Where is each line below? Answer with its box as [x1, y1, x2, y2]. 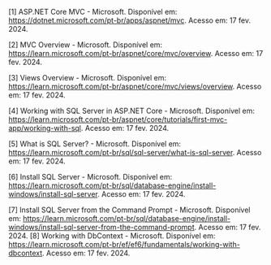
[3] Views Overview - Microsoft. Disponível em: [8, 73, 166, 82]
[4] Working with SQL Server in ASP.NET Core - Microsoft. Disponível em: [8, 106, 256, 115]
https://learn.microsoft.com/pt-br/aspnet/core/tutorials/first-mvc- [8, 115, 228, 124]
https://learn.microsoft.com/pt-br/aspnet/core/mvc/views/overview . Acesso [8, 81, 262, 91]
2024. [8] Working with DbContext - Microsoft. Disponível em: [8, 231, 216, 241]
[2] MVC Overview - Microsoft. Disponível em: [8, 40, 163, 50]
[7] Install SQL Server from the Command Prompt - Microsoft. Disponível [8, 205, 251, 215]
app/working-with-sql [8, 124, 82, 132]
